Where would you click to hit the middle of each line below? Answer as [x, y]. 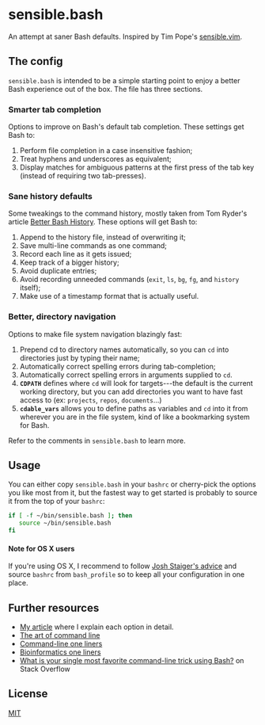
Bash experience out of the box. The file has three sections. [106, 89]
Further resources [54, 608]
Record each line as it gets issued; [76, 254]
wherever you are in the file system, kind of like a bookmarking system [135, 417]
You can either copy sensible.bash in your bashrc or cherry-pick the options [132, 484]
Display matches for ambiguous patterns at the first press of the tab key [137, 167]
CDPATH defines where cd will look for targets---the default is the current [136, 383]
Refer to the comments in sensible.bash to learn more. [97, 441]
